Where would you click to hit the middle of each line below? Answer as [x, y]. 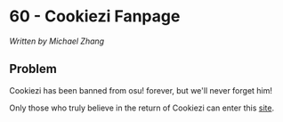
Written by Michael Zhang [57, 41]
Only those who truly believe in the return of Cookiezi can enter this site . [141, 108]
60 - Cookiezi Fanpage [95, 16]
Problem [33, 69]
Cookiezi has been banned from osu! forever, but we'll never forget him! [141, 90]
